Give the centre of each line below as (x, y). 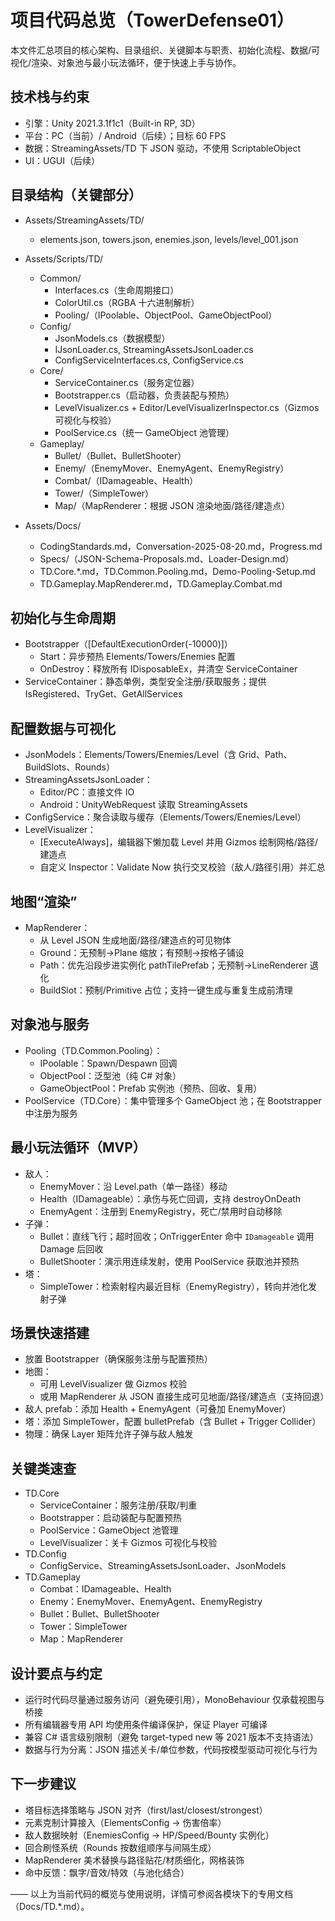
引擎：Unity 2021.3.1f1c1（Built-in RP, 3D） (112, 123)
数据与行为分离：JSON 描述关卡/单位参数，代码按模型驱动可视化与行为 (171, 1750)
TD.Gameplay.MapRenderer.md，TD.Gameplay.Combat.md (161, 583)
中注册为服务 (51, 1113)
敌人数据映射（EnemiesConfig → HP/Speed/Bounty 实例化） (149, 1835)
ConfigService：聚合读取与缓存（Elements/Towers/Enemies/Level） (165, 817)
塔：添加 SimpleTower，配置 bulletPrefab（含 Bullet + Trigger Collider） (173, 1422)
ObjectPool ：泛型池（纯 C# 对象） (110, 1075)
